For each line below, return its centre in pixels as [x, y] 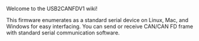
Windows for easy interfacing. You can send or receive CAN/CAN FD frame [100, 26]
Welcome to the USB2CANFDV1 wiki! [52, 9]
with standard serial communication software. [63, 33]
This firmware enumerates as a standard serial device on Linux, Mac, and [97, 20]
